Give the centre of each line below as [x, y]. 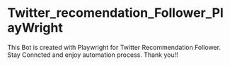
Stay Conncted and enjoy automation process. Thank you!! [93, 55]
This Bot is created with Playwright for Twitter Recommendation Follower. [114, 47]
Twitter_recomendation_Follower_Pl [116, 13]
